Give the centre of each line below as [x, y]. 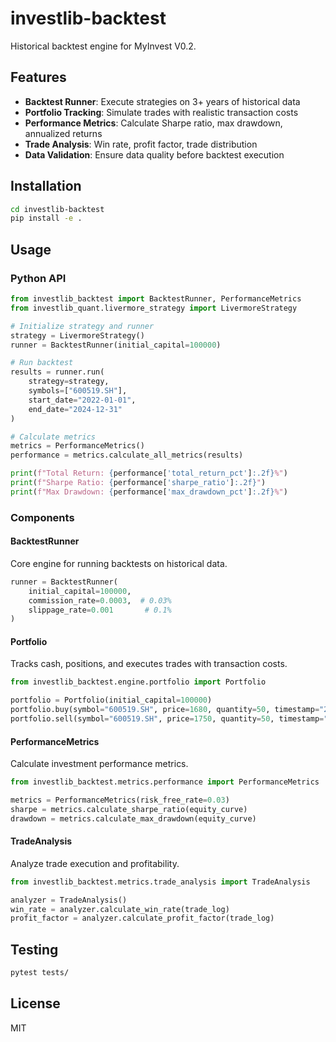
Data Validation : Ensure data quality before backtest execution [154, 154]
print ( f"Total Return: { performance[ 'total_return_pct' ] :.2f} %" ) [149, 473]
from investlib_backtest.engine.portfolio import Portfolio [138, 682]
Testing [34, 949]
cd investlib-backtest [57, 209]
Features [38, 77]
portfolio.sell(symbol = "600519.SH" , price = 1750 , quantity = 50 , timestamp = [167, 719]
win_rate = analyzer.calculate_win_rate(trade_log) [120, 909]
